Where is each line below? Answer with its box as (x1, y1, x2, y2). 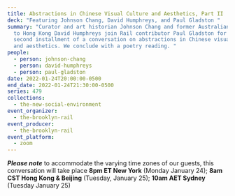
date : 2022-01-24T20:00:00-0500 (7, 75, 101, 82)
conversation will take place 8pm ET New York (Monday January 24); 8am (7, 167, 222, 175)
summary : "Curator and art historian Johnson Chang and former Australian (7, 23, 230, 30)
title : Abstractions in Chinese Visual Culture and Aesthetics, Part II (7, 10, 224, 17)
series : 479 (7, 88, 42, 95)
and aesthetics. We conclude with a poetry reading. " (13, 43, 177, 50)
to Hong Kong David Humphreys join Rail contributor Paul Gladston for (13, 29, 227, 37)
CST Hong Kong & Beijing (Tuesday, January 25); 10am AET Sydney (7, 174, 206, 182)
